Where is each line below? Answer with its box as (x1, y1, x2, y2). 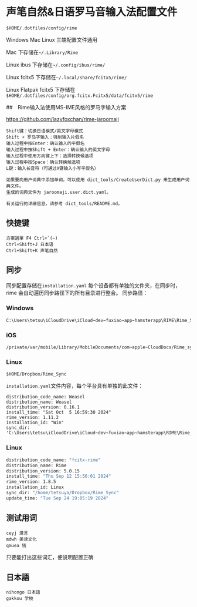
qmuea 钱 (6, 542, 26, 548)
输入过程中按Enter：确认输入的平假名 (6, 140, 85, 146)
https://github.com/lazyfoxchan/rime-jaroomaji (6, 115, 119, 122)
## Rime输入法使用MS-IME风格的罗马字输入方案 (6, 103, 127, 110)
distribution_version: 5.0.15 (6, 468, 80, 474)
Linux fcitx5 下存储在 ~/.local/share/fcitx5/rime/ (6, 73, 127, 81)
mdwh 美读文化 (6, 536, 37, 542)
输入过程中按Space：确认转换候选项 (6, 159, 81, 165)
